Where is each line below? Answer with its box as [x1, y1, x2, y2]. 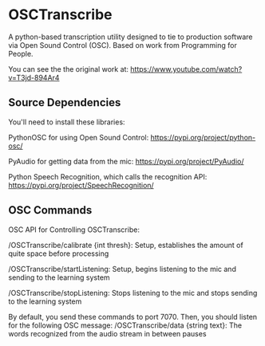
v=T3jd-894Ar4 [8, 73, 60, 82]
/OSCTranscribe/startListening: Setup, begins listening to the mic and [8, 264, 237, 273]
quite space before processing [8, 249, 109, 258]
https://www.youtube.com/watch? [130, 64, 243, 73]
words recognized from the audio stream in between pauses [8, 328, 207, 338]
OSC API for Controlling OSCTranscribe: [8, 225, 140, 234]
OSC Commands [8, 203, 93, 217]
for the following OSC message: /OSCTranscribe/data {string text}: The [8, 320, 242, 330]
